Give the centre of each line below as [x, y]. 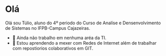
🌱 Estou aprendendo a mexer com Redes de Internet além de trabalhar [84, 43]
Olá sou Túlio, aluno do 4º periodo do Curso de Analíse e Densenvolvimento [83, 23]
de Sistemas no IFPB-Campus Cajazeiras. [48, 28]
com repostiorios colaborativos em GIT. [53, 48]
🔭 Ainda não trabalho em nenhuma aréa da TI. [59, 38]
